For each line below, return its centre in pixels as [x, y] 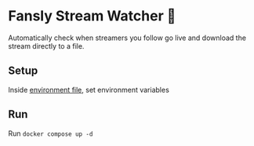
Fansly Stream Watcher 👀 [92, 16]
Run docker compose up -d [51, 133]
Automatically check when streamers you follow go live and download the [127, 38]
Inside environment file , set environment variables [89, 89]
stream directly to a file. [46, 46]
